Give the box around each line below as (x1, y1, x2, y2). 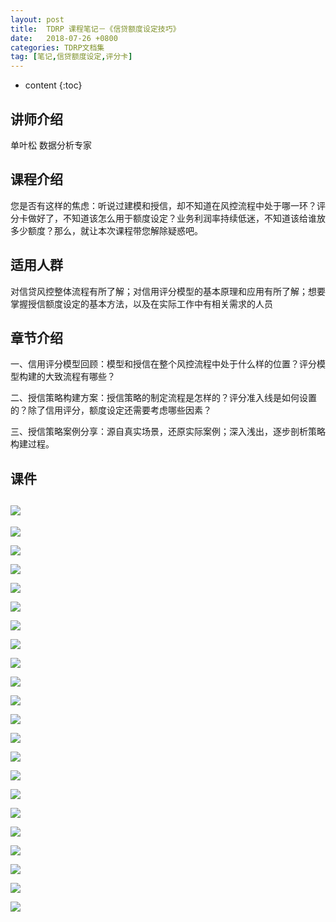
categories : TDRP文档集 (10, 42, 105, 53)
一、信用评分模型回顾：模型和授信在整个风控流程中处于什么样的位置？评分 (10, 358, 317, 370)
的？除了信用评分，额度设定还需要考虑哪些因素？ (10, 404, 212, 416)
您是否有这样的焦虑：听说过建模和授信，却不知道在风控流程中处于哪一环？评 (10, 199, 326, 211)
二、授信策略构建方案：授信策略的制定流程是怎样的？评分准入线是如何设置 (10, 392, 317, 404)
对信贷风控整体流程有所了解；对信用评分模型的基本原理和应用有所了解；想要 (10, 285, 326, 297)
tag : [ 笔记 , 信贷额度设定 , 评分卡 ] (10, 52, 133, 62)
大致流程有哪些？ (44, 371, 116, 383)
